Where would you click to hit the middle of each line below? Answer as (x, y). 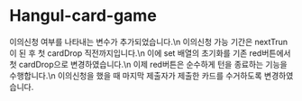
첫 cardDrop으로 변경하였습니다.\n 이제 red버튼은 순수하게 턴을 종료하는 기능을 (148, 64)
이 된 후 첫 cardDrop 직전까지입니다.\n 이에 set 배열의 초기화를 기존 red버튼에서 (150, 53)
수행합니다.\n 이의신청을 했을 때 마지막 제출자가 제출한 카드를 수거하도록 (136, 75)
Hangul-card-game (83, 16)
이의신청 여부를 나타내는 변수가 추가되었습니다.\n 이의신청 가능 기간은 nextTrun (149, 41)
